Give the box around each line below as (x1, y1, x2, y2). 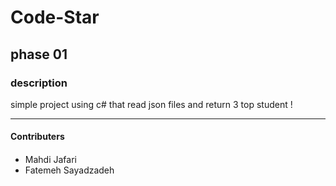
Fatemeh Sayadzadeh (24, 164, 115, 176)
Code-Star (10, 6, 100, 29)
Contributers (10, 131, 65, 143)
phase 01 (10, 46, 68, 63)
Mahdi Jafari (24, 154, 77, 166)
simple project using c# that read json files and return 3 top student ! (10, 98, 293, 110)
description (10, 76, 68, 90)
